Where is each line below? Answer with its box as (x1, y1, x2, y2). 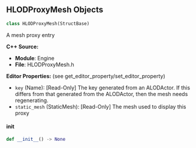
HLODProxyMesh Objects (6, 5, 104, 15)
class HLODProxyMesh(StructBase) (6, 20, 90, 26)
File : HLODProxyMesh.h (14, 61, 75, 68)
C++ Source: (6, 43, 39, 50)
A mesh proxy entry (6, 31, 55, 38)
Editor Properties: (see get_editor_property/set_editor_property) (6, 72, 166, 79)
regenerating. (14, 97, 49, 104)
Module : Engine (14, 54, 55, 61)
